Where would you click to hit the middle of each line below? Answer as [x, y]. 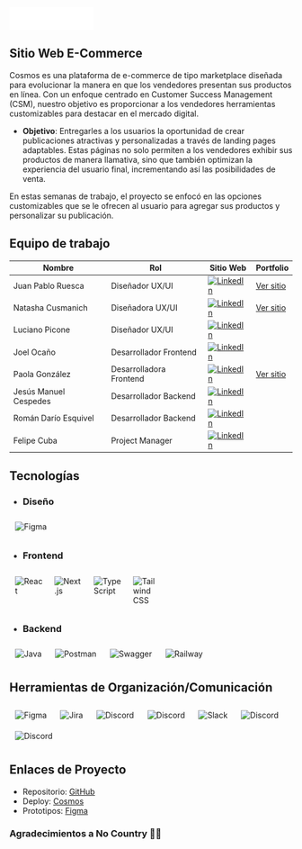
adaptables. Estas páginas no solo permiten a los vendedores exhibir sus [157, 149]
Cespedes [32, 401]
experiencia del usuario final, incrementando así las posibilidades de [149, 169]
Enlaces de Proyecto [68, 770]
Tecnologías [44, 476]
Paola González [42, 374]
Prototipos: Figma [55, 810]
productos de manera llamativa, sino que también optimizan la [138, 159]
